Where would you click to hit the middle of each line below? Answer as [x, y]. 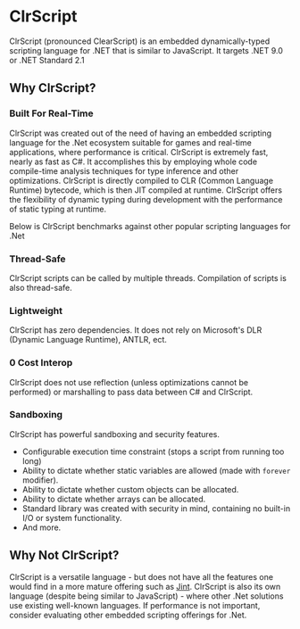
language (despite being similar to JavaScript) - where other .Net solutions [146, 596]
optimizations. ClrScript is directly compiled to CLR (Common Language [142, 180]
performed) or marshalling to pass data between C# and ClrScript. [131, 392]
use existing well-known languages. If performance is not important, [135, 605]
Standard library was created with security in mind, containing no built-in [156, 508]
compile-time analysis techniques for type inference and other [124, 170]
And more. [42, 527]
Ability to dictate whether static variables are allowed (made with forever [156, 470]
